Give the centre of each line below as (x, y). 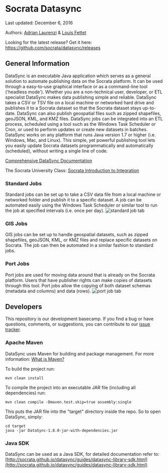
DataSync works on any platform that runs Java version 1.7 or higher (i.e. (80, 135)
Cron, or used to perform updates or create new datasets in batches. (76, 129)
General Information (37, 64)
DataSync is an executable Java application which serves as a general (78, 76)
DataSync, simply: (24, 416)
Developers (24, 307)
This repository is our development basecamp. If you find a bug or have (79, 319)
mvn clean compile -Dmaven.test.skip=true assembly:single (68, 402)
